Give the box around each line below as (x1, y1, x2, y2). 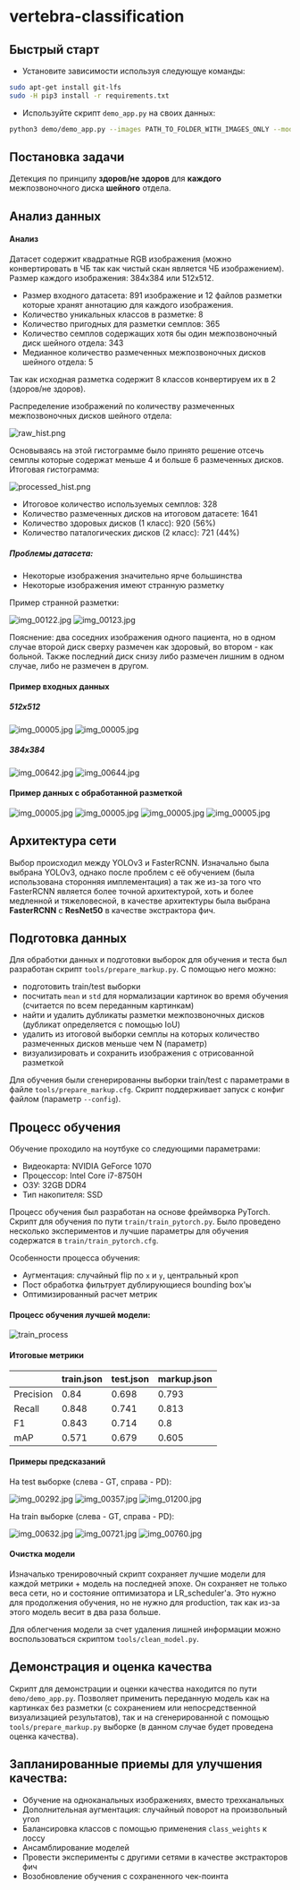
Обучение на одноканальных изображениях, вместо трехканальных (21, 1794, 285, 1805)
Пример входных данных (9, 680, 110, 691)
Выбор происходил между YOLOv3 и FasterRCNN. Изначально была (9, 857, 270, 868)
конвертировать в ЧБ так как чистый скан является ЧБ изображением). (9, 263, 285, 274)
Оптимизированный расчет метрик (21, 1289, 158, 1300)
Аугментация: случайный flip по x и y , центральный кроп (21, 1270, 239, 1281)
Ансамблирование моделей (21, 1842, 129, 1852)
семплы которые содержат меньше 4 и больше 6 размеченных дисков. (9, 455, 284, 466)
